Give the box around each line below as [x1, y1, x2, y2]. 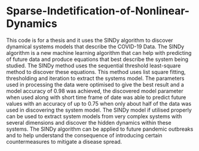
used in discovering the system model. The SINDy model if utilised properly [6, 106, 192, 113]
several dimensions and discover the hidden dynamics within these [6, 119, 172, 126]
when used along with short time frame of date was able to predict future [6, 94, 186, 101]
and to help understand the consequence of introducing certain [6, 131, 163, 138]
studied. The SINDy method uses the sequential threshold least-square [6, 61, 181, 69]
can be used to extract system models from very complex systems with [6, 112, 182, 120]
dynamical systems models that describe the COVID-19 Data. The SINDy [6, 43, 185, 50]
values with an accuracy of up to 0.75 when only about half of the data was [6, 100, 192, 107]
